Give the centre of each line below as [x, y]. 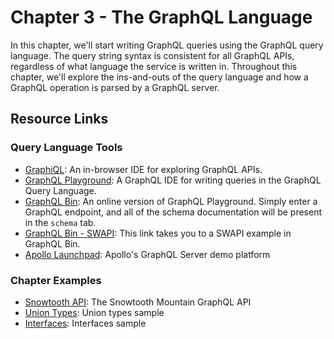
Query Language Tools [66, 148]
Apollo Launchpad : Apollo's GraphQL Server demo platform [147, 254]
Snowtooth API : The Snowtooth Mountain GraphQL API [138, 302]
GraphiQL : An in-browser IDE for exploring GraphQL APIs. [143, 169]
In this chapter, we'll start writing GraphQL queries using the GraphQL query [167, 45]
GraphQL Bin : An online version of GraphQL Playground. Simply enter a [171, 201]
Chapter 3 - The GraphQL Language [161, 17]
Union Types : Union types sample [94, 312]
